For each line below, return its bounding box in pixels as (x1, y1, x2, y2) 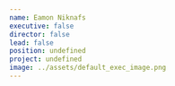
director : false (9, 30, 70, 39)
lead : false (9, 38, 54, 47)
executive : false (9, 21, 74, 30)
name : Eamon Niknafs (9, 13, 87, 22)
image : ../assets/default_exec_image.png (9, 64, 167, 73)
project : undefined (9, 55, 83, 64)
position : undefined (9, 47, 87, 56)
